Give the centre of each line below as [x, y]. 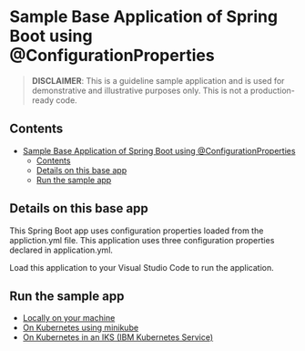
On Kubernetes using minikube [81, 328]
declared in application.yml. [61, 250]
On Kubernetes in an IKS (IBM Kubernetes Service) [118, 337]
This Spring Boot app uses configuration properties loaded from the [137, 231]
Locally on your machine [69, 318]
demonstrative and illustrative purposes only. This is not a [140, 90]
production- [273, 90]
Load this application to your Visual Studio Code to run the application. [142, 267]
